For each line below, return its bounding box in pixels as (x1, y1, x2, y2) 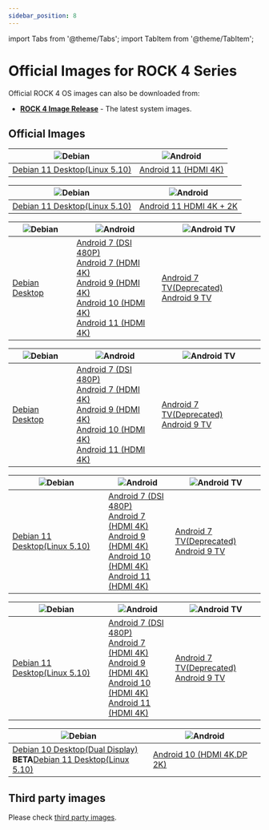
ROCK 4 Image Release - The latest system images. (19, 103, 192, 113)
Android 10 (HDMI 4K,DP (152, 749, 248, 760)
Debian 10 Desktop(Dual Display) (12, 744, 139, 755)
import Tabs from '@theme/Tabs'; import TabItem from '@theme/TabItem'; (8, 34, 255, 43)
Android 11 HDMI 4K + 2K (139, 201, 239, 212)
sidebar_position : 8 (8, 11, 78, 20)
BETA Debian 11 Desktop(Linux (12, 754, 130, 765)
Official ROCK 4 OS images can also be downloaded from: (8, 88, 200, 98)
